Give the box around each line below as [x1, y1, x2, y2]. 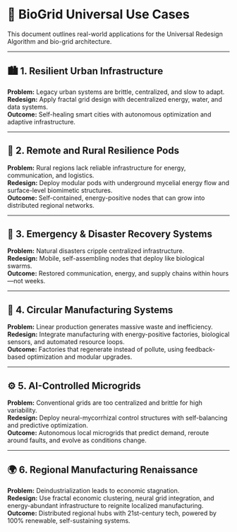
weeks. [24, 277, 46, 285]
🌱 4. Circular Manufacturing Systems [7, 304, 174, 316]
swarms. [7, 261, 32, 271]
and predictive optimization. [7, 421, 88, 430]
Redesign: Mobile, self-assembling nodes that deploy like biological [7, 254, 205, 263]
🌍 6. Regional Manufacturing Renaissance [7, 464, 198, 476]
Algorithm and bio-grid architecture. [7, 37, 112, 45]
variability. [7, 406, 37, 414]
